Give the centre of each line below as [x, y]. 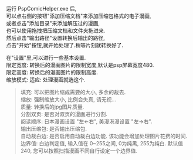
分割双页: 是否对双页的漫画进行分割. [64, 114]
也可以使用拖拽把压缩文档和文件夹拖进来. [56, 30]
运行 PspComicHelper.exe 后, [41, 8]
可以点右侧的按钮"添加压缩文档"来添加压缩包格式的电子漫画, [79, 16]
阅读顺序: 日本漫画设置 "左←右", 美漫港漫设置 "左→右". [86, 121]
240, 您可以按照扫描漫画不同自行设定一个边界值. [79, 151]
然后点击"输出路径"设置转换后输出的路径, [56, 38]
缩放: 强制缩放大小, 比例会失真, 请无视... [68, 99]
